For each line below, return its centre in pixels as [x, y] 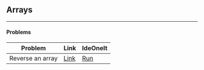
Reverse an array [33, 59]
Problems [19, 32]
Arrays [19, 10]
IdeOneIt [95, 48]
